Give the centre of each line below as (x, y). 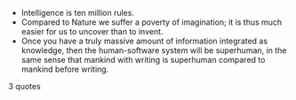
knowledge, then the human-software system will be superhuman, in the (154, 50)
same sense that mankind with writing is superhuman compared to (143, 60)
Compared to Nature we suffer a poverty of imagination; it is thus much (152, 22)
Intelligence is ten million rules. (78, 13)
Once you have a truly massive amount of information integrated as (144, 41)
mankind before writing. (65, 69)
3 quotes (24, 86)
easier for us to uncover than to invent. (92, 31)
